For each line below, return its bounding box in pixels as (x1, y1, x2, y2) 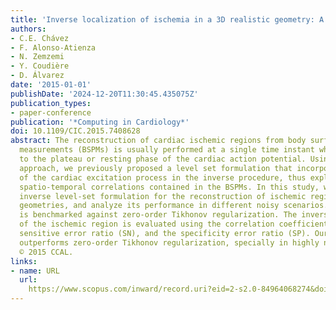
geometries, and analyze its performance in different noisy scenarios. (19, 201, 329, 211)
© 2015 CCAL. (19, 247, 74, 257)
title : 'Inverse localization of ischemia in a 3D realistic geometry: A (10, 14, 325, 25)
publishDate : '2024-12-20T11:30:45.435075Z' (10, 89, 199, 99)
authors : (10, 24, 47, 34)
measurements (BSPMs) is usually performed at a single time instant (19, 145, 315, 155)
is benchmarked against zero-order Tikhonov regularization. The (19, 210, 298, 220)
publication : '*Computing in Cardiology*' (10, 117, 190, 127)
